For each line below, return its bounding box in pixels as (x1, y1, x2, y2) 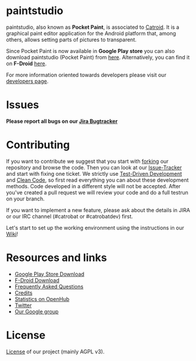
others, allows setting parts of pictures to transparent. (6, 36, 137, 43)
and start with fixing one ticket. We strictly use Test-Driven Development (6, 170, 182, 177)
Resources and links (6, 251, 107, 264)
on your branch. (6, 195, 45, 202)
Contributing (6, 138, 70, 152)
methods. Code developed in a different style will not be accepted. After (6, 182, 181, 189)
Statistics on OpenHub (14, 295, 69, 302)
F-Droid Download (14, 276, 60, 283)
